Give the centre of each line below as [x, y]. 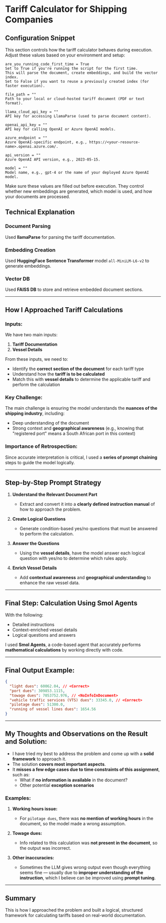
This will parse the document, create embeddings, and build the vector [82, 73]
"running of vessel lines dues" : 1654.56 [53, 709]
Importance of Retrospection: [41, 446]
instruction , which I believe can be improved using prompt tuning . [88, 878]
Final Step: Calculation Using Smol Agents [71, 603]
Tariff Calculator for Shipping [66, 9]
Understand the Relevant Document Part [55, 494]
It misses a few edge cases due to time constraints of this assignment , [86, 769]
